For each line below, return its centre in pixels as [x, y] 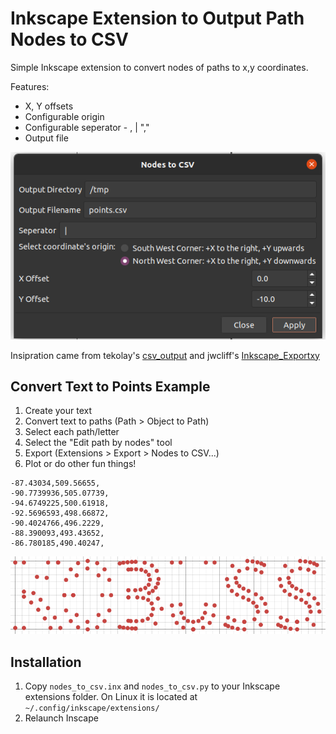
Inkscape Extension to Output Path [157, 18]
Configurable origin [64, 116]
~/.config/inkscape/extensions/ [92, 708]
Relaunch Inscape [61, 718]
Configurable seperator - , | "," [87, 127]
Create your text [58, 411]
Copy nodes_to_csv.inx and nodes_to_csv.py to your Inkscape [152, 686]
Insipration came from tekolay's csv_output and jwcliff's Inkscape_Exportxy [165, 355]
